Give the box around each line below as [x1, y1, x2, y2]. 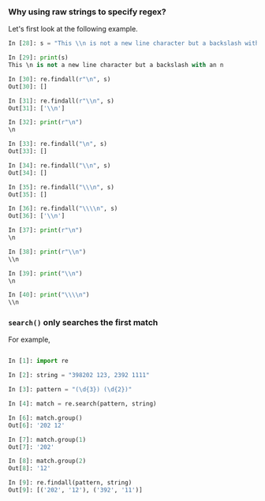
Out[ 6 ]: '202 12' [8, 421, 65, 429]
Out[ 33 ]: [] [8, 148, 47, 155]
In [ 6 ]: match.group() [8, 413, 83, 422]
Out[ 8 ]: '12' [8, 465, 51, 473]
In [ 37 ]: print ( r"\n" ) [8, 226, 83, 234]
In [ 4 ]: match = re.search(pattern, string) [8, 400, 157, 408]
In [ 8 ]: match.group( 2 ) [8, 457, 87, 465]
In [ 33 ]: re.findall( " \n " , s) [8, 140, 108, 148]
